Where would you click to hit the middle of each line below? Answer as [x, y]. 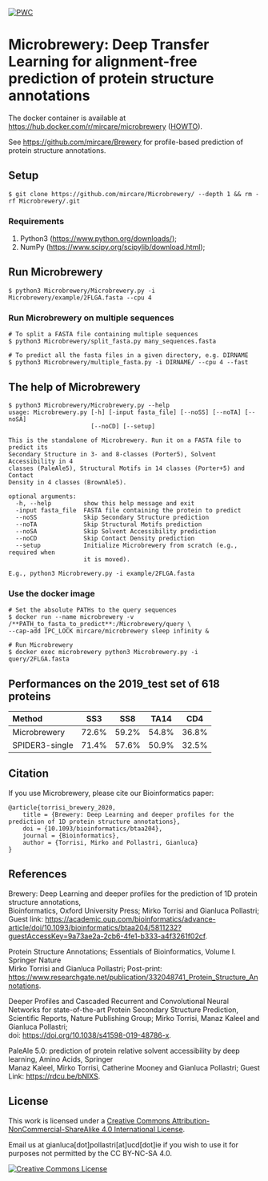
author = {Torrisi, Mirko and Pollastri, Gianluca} [110, 842]
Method [28, 719]
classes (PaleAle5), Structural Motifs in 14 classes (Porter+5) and [127, 468]
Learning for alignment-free [103, 62]
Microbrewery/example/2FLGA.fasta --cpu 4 [80, 297]
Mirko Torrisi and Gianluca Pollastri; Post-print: [85, 968]
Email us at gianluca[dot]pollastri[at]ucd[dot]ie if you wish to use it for [123, 1144]
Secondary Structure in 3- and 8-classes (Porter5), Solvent [112, 454]
